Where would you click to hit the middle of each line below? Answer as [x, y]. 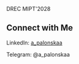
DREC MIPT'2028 [28, 9]
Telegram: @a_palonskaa [38, 54]
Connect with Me [40, 28]
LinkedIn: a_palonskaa [34, 43]
